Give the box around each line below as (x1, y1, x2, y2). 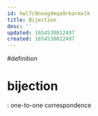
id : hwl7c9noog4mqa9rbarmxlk (7, 10, 90, 17)
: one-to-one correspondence (7, 101, 92, 110)
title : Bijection (7, 16, 57, 23)
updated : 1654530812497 (7, 29, 75, 36)
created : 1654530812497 (7, 36, 75, 43)
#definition (7, 54, 38, 62)
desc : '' (7, 23, 32, 30)
